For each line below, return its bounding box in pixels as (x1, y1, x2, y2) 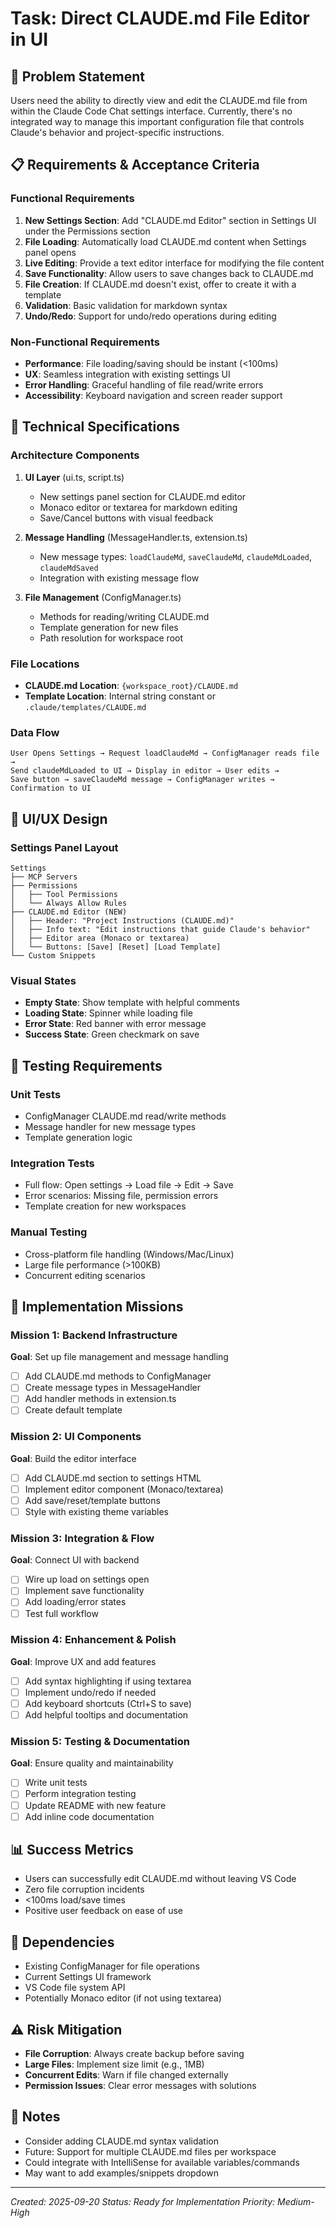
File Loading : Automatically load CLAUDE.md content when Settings (24, 235, 307, 247)
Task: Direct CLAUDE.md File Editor (10, 7, 310, 30)
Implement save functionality (24, 1585, 145, 1597)
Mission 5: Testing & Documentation (10, 1735, 190, 1749)
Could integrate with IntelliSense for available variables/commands (24, 2156, 300, 2168)
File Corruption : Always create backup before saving (24, 2048, 245, 2060)
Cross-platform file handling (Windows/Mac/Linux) (24, 1248, 235, 1260)
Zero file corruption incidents (24, 1883, 145, 1896)
